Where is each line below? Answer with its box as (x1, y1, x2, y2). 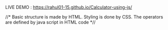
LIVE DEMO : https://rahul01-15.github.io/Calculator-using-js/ (5, 4, 133, 10)
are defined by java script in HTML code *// (5, 19, 96, 25)
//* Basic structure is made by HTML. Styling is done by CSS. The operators (5, 14, 163, 19)
